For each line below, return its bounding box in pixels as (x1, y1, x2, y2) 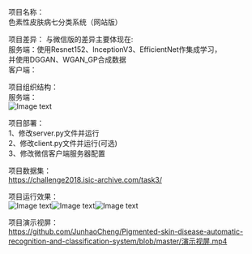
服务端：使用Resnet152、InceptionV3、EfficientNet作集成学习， (8, 45, 222, 54)
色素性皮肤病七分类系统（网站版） (8, 17, 122, 27)
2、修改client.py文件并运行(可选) (8, 139, 117, 148)
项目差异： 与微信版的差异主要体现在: (8, 35, 134, 44)
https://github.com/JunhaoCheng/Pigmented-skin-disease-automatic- (8, 226, 244, 236)
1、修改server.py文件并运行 (8, 128, 100, 138)
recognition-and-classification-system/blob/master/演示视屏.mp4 (8, 236, 228, 246)
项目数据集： (8, 166, 51, 175)
